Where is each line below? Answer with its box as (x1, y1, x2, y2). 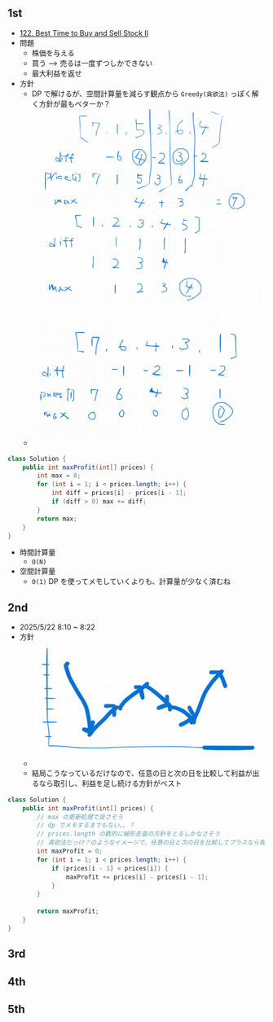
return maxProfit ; (37, 907, 99, 915)
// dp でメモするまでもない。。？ (37, 822, 135, 830)
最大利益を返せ (31, 68, 82, 78)
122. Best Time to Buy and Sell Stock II (19, 28, 149, 37)
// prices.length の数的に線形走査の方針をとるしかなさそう (37, 830, 221, 838)
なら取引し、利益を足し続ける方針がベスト (38, 778, 183, 788)
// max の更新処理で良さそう (37, 813, 124, 821)
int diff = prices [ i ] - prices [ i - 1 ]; (51, 489, 187, 498)
